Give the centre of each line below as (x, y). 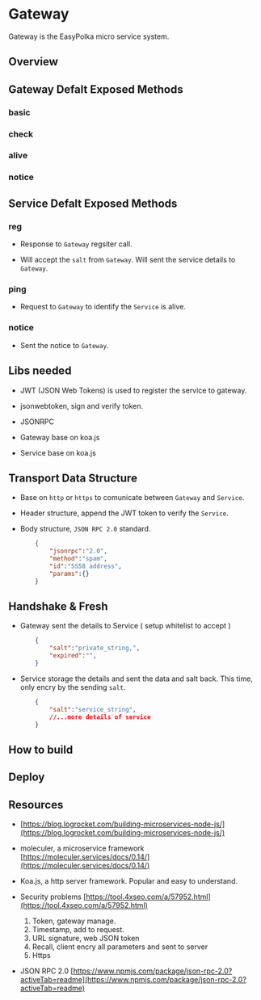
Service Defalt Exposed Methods (93, 203)
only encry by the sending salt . (73, 687)
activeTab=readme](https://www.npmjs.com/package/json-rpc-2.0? (133, 979)
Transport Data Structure (73, 478)
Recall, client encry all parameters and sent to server (120, 947)
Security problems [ (53, 897)
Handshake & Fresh (58, 606)
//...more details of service (100, 717)
